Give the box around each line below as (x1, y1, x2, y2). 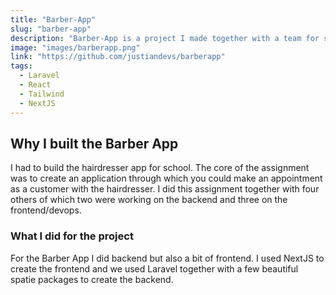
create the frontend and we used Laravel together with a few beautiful (10, 262, 299, 275)
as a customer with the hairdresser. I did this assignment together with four (10, 183, 320, 195)
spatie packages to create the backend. (10, 273, 174, 285)
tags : (10, 61, 33, 71)
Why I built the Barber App (10, 135, 179, 152)
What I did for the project (10, 229, 134, 243)
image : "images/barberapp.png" (10, 42, 141, 53)
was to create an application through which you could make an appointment (10, 172, 323, 185)
